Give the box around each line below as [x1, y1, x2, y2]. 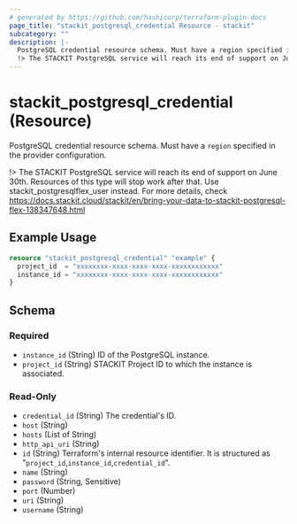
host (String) [21, 420, 68, 430]
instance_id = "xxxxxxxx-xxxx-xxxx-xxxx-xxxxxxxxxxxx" [17, 270, 224, 279]
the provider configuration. [9, 150, 107, 160]
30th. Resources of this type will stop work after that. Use [9, 176, 219, 187]
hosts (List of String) [21, 429, 97, 440]
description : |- [9, 37, 69, 47]
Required [9, 329, 49, 342]
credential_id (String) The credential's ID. [21, 411, 177, 421]
